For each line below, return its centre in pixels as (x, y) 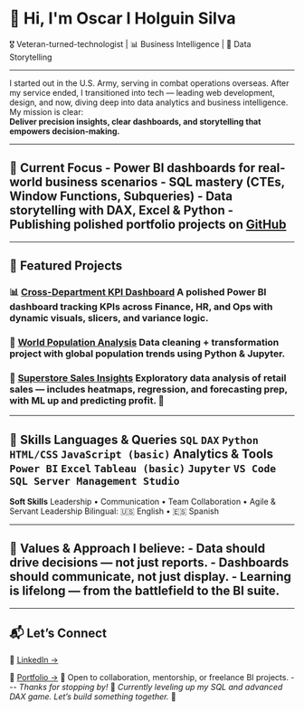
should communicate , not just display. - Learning (151, 577)
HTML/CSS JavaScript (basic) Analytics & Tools (142, 454)
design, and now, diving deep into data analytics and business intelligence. (149, 102)
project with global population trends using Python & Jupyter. (147, 354)
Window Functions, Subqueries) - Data (121, 197)
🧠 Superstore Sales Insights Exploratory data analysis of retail (148, 377)
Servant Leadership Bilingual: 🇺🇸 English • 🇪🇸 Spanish (114, 511)
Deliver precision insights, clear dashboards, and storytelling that (135, 121)
